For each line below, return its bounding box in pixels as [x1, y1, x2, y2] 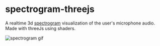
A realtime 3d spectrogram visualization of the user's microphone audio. [5, 20, 155, 26]
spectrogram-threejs [5, 3, 95, 15]
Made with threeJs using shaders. [5, 25, 76, 31]
